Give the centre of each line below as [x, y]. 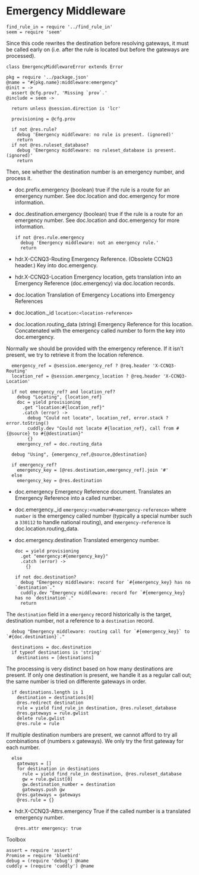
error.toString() [28, 423]
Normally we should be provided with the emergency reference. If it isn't [95, 348]
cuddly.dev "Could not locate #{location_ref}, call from [101, 428]
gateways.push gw [43, 789]
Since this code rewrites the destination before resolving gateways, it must [97, 43]
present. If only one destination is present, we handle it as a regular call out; [99, 675]
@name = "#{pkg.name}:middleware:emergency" [62, 82]
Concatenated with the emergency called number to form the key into [100, 330]
